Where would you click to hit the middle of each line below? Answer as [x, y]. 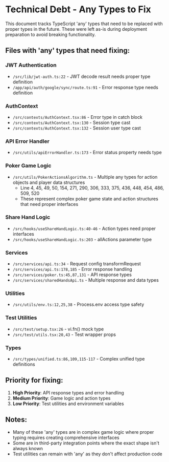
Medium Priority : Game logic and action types [62, 398]
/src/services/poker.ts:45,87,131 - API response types [72, 275]
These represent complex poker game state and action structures [89, 199]
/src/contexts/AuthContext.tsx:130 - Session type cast [71, 122]
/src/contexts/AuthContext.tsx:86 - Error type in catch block [78, 117]
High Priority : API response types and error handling [68, 392]
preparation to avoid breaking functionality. [51, 34]
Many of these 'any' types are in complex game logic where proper [83, 432]
